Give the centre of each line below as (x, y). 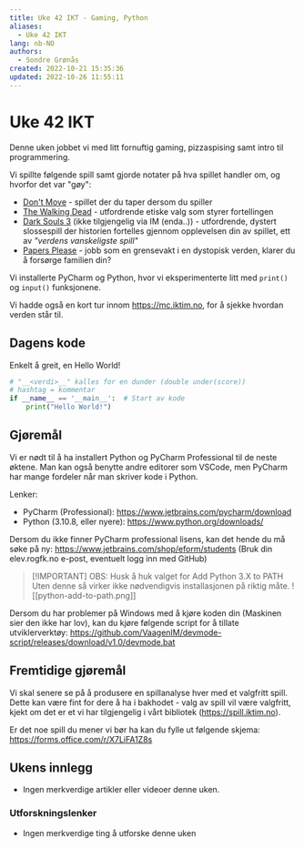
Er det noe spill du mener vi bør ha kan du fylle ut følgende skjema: (135, 730)
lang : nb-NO (32, 43)
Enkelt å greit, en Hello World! (65, 365)
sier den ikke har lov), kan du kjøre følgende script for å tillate (124, 622)
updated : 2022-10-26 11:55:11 (67, 77)
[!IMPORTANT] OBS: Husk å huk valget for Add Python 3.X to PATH (157, 576)
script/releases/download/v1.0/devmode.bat (92, 641)
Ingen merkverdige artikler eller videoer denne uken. (121, 790)
